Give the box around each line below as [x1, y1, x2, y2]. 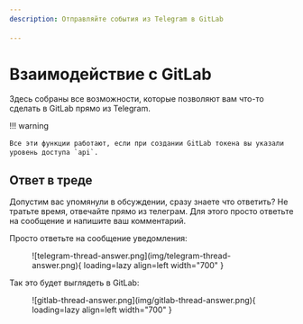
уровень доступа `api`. [9, 148, 99, 157]
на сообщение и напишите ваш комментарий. [9, 216, 187, 227]
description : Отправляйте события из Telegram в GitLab [9, 14, 224, 23]
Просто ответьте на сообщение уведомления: [9, 233, 188, 244]
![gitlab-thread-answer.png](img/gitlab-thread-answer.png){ [32, 295, 256, 306]
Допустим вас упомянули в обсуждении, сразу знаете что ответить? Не [9, 196, 289, 207]
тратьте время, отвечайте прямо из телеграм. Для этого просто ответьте [9, 206, 294, 217]
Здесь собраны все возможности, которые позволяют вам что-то [9, 94, 264, 104]
